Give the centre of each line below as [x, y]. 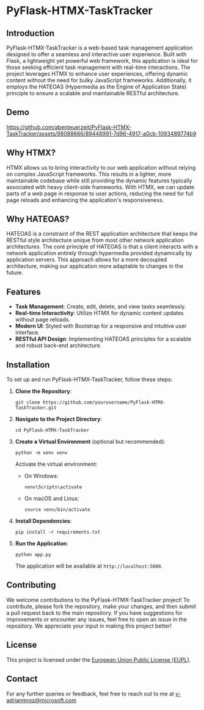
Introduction [31, 33]
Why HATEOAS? [38, 219]
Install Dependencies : [43, 521]
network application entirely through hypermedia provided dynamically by [99, 253]
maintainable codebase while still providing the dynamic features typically [99, 180]
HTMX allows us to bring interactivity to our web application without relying [101, 167]
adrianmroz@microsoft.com [41, 700]
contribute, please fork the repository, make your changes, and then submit [101, 606]
